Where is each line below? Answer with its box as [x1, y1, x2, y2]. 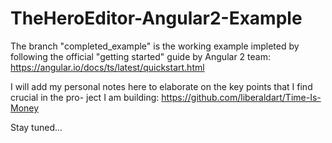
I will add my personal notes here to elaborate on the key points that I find [10, 80, 313, 92]
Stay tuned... [10, 121, 63, 133]
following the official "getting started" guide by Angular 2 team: [10, 50, 271, 62]
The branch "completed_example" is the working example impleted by [10, 40, 300, 52]
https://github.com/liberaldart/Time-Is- [161, 91, 322, 103]
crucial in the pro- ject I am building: [10, 91, 160, 103]
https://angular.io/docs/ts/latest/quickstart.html [10, 61, 205, 73]
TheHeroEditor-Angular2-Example [10, 7, 303, 30]
